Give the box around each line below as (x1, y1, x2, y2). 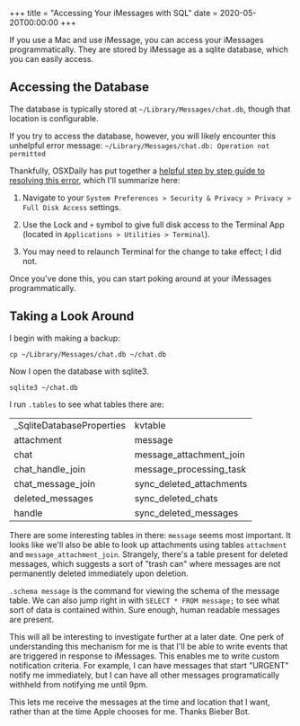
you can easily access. (9, 54, 94, 64)
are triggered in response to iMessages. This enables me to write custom (9, 651, 280, 661)
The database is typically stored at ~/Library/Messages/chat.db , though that (9, 103, 291, 114)
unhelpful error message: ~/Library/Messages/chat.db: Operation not (9, 139, 270, 151)
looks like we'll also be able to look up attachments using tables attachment (9, 539, 287, 550)
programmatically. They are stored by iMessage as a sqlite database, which (9, 44, 289, 55)
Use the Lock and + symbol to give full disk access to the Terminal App (22, 219, 285, 230)
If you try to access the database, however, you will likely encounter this (9, 130, 277, 141)
